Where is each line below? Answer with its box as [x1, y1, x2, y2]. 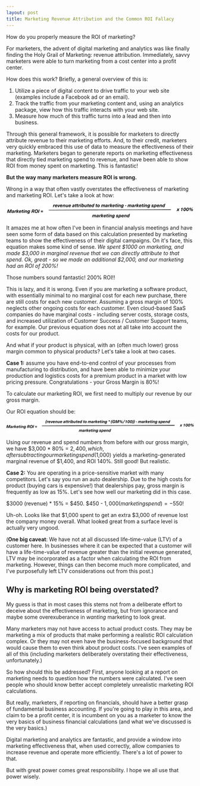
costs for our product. [6, 330, 60, 337]
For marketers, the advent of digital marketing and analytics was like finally [6, 45, 190, 52]
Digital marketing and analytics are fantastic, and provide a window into [6, 736, 182, 743]
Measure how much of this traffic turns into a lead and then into [14, 112, 171, 120]
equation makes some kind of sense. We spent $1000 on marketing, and [6, 243, 184, 250]
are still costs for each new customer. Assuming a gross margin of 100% [6, 298, 183, 305]
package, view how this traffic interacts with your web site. [14, 106, 160, 113]
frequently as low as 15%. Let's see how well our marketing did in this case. [6, 488, 192, 496]
